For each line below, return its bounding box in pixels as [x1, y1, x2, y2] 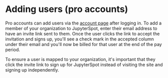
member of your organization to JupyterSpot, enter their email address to [5, 25, 157, 31]
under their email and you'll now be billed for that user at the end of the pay [5, 41, 162, 47]
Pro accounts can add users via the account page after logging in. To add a [5, 20, 162, 26]
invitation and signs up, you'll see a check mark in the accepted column [5, 36, 154, 42]
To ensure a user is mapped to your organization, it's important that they [5, 56, 155, 62]
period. [5, 46, 20, 52]
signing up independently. [5, 66, 60, 73]
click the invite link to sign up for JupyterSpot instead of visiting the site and [5, 61, 163, 67]
